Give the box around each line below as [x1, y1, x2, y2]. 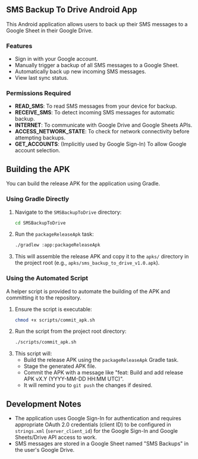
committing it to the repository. [6, 294, 81, 301]
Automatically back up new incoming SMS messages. [14, 68, 147, 75]
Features [6, 42, 33, 50]
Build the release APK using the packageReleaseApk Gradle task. [23, 357, 179, 364]
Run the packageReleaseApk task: [14, 230, 94, 238]
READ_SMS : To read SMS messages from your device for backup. [14, 102, 177, 110]
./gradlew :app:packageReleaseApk [14, 242, 100, 248]
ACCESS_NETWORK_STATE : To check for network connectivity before [14, 128, 190, 135]
